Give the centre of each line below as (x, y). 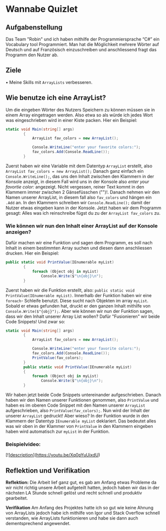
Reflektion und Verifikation (48, 471)
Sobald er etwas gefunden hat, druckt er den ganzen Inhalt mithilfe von (78, 306)
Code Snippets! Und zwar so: (36, 321)
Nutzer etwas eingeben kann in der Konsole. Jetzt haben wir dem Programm (83, 208)
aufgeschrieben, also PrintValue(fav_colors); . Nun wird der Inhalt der (78, 411)
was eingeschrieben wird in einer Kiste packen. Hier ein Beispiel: (71, 120)
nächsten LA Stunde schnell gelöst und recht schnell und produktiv (74, 493)
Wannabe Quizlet (42, 9)
